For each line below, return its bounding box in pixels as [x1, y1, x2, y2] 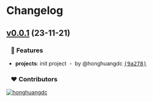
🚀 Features [10, 46, 44, 55]
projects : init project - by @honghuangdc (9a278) [15, 59, 147, 67]
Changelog [6, 4, 63, 18]
